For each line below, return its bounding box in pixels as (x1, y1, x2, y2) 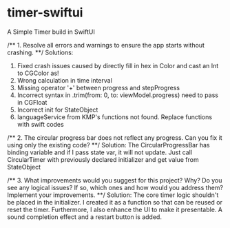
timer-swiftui (7, 5, 83, 21)
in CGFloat (17, 98, 48, 106)
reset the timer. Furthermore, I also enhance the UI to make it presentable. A (7, 205, 222, 214)
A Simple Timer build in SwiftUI (7, 28, 95, 36)
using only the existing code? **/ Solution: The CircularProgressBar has (7, 141, 210, 149)
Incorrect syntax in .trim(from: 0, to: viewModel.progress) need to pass (17, 91, 219, 99)
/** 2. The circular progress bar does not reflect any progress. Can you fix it (7, 133, 222, 142)
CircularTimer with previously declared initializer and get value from (7, 155, 199, 163)
